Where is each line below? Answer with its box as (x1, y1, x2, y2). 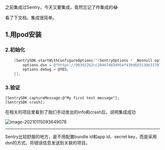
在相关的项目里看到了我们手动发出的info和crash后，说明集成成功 (5, 109, 136, 115)
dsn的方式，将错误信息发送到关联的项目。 (5, 140, 90, 146)
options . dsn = (23, 62, 52, 67)
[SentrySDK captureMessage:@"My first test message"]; (5, 95, 120, 101)
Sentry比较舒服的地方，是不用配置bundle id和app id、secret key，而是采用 (5, 134, 157, 140)
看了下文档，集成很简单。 (5, 15, 57, 21)
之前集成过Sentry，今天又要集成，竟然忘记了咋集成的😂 (5, 4, 118, 10)
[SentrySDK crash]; (5, 100, 45, 105)
